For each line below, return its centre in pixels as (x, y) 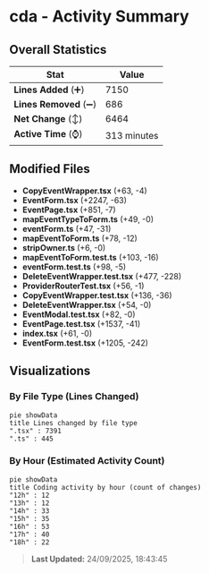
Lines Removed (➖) (55, 104)
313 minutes (132, 135)
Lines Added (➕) (49, 90)
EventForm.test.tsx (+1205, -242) (85, 343)
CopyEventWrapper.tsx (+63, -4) (84, 191)
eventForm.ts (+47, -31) (67, 228)
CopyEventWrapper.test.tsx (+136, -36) (97, 295)
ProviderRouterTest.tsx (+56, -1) (83, 286)
